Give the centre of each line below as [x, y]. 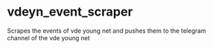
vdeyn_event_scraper [70, 12]
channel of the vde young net [49, 37]
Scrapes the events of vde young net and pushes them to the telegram [107, 31]
